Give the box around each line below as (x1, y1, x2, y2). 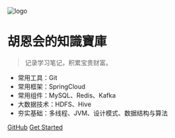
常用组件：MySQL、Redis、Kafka (17, 91, 116, 99)
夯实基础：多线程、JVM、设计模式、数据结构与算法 (17, 108, 169, 117)
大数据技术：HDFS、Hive (17, 100, 92, 108)
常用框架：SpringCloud (17, 82, 86, 91)
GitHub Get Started (7, 122, 63, 131)
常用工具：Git (17, 73, 58, 81)
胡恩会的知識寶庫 (7, 34, 108, 50)
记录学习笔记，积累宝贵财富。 (24, 58, 112, 67)
